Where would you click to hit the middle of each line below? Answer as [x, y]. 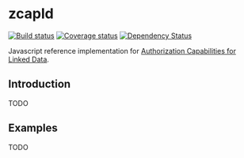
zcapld [31, 14]
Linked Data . [29, 59]
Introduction [40, 84]
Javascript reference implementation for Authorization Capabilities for [122, 51]
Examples [33, 128]
